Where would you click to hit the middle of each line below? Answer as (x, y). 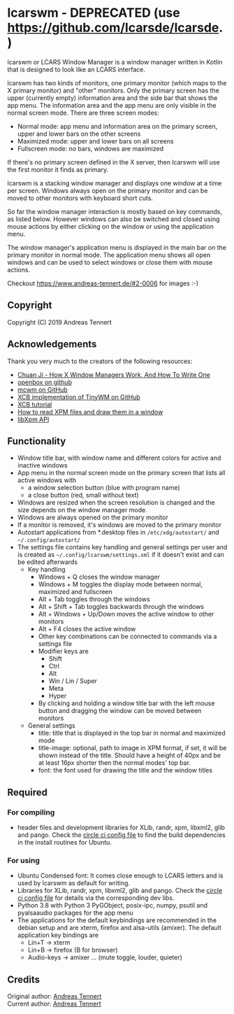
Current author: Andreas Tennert (54, 1004)
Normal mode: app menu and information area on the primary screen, (117, 126)
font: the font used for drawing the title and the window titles (125, 770)
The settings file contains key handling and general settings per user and (122, 547)
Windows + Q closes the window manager (99, 577)
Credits (24, 979)
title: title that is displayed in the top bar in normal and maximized (132, 733)
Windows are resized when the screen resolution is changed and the (116, 502)
